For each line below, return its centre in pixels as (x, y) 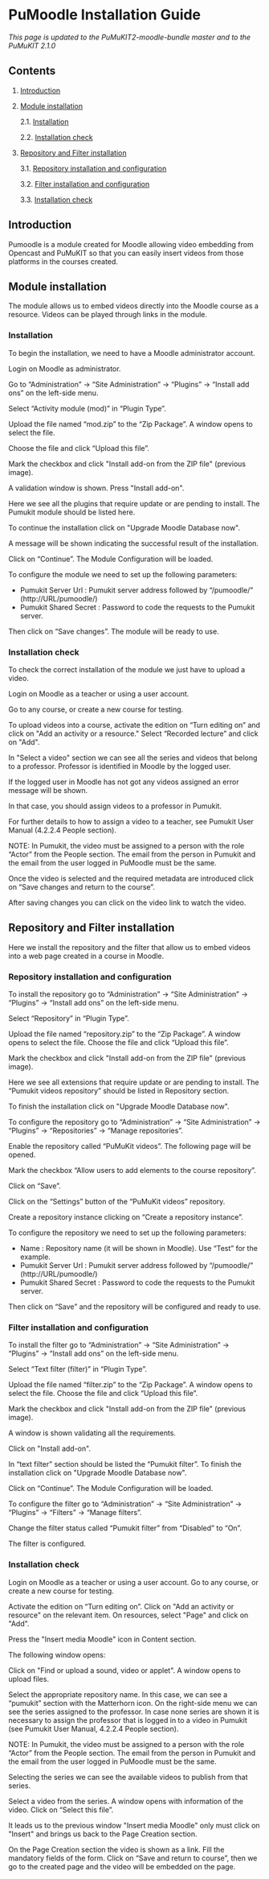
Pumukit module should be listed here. (72, 512)
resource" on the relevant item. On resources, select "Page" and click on (128, 1615)
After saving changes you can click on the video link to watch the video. (127, 902)
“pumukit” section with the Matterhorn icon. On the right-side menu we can (133, 1703)
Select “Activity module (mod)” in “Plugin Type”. (87, 408)
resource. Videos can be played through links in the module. (108, 315)
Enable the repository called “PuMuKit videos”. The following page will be (130, 1146)
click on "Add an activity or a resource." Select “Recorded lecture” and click (133, 733)
